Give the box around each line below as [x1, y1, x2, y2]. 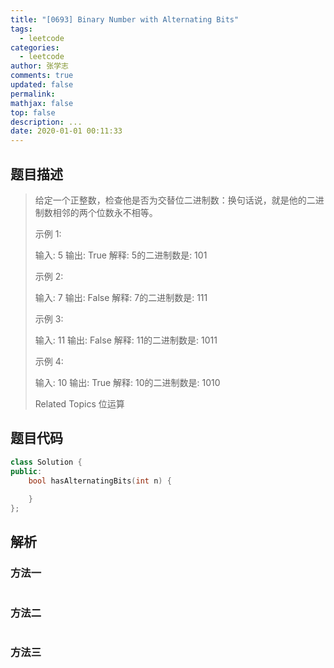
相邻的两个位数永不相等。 [52, 206, 158, 218]
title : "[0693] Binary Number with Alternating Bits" [10, 14, 240, 25]
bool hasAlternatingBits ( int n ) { [28, 476, 172, 486]
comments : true [10, 71, 74, 81]
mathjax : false [10, 98, 74, 108]
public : [10, 466, 43, 476]
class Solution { [10, 457, 83, 467]
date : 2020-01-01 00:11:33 [10, 126, 123, 136]
